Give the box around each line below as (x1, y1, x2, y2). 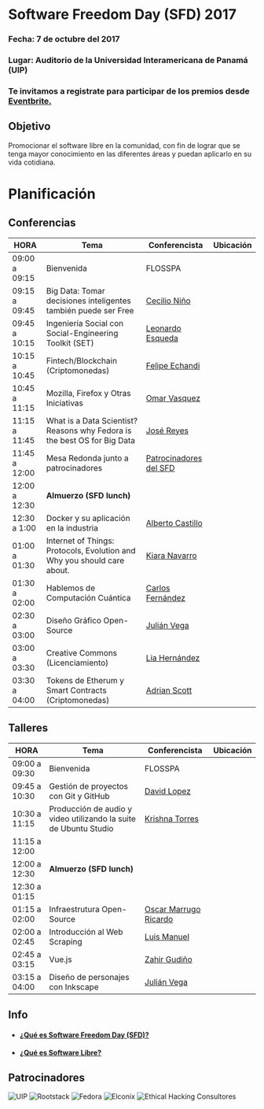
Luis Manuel (144, 931, 190, 942)
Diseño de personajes (49, 971, 130, 982)
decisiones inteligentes (46, 295, 131, 306)
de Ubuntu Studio (49, 823, 114, 834)
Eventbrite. (8, 95, 52, 106)
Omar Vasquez (145, 392, 200, 403)
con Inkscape (49, 981, 99, 993)
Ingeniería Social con (46, 317, 124, 328)
